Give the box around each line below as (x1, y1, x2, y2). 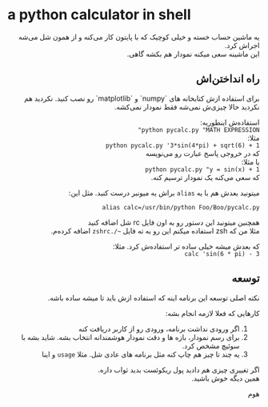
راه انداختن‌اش (195, 72, 260, 86)
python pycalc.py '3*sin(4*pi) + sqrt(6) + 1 (106, 142, 260, 150)
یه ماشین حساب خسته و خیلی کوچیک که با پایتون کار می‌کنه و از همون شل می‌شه (18, 32, 260, 42)
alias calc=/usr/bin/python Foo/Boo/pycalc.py (102, 203, 260, 211)
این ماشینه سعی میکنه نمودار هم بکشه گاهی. (126, 49, 260, 58)
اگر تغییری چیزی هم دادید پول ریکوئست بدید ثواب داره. (98, 365, 260, 374)
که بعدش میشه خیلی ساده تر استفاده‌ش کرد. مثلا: (112, 241, 260, 251)
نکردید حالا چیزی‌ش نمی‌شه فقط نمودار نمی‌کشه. (114, 102, 260, 111)
